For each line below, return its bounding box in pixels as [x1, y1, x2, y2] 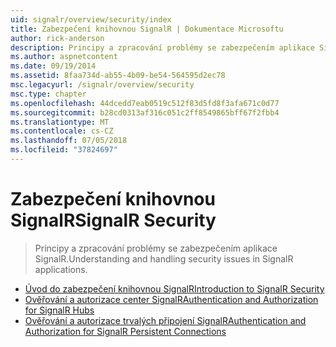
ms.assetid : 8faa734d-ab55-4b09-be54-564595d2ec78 [10, 71, 226, 81]
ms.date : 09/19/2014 [10, 61, 97, 71]
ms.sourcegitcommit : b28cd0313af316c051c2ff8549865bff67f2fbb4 [10, 107, 280, 118]
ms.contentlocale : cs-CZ [10, 126, 114, 136]
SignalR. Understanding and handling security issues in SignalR [34, 252, 294, 265]
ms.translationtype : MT [10, 117, 110, 127]
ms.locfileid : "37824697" [10, 145, 118, 155]
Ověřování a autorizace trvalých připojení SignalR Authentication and [24, 314, 307, 326]
